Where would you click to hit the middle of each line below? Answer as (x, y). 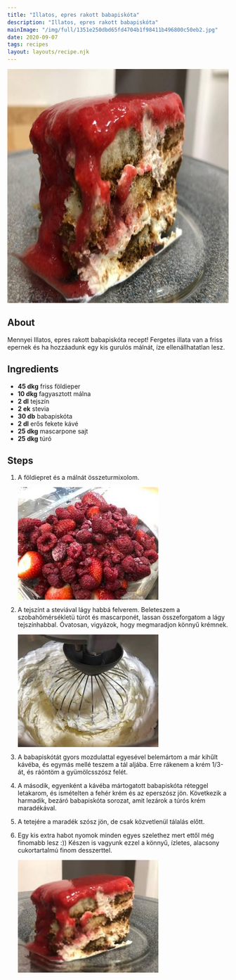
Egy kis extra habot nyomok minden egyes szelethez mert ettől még (116, 835)
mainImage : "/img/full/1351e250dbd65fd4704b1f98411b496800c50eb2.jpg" (113, 30)
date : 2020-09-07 (33, 37)
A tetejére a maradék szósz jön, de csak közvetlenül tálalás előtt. (111, 822)
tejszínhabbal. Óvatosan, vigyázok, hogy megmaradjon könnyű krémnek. (123, 625)
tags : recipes (28, 45)
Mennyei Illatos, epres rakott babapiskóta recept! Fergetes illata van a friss (115, 339)
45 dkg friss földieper (49, 386)
